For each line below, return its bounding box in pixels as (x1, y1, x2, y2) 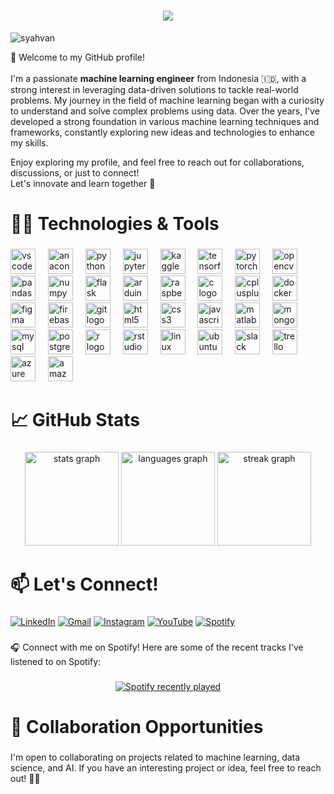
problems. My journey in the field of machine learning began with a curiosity (10, 94, 325, 106)
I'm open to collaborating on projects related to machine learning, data (10, 751, 301, 764)
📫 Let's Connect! (10, 573, 159, 596)
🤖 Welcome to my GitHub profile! (10, 51, 145, 63)
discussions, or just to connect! (10, 166, 140, 179)
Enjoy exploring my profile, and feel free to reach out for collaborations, (10, 156, 305, 168)
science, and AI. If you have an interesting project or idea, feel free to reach (10, 762, 322, 774)
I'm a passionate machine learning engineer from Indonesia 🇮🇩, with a (10, 72, 307, 84)
